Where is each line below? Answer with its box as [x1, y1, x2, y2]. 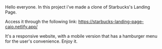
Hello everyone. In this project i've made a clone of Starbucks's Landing [5, 4, 150, 10]
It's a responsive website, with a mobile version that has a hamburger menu [5, 33, 158, 39]
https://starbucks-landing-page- [78, 19, 144, 24]
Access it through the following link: [5, 19, 77, 24]
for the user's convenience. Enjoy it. [5, 38, 78, 44]
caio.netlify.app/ [5, 24, 38, 30]
